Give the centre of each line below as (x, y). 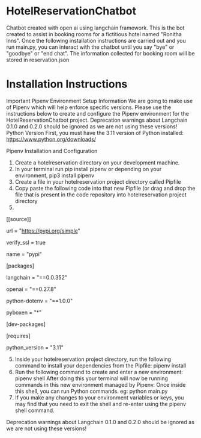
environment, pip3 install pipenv (55, 175)
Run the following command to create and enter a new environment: (99, 372)
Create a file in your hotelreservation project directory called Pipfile (98, 181)
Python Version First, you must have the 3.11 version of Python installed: (95, 133)
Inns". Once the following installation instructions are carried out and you (96, 40)
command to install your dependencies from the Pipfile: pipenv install (100, 365)
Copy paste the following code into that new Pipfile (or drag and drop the (105, 188)
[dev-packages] (26, 324)
